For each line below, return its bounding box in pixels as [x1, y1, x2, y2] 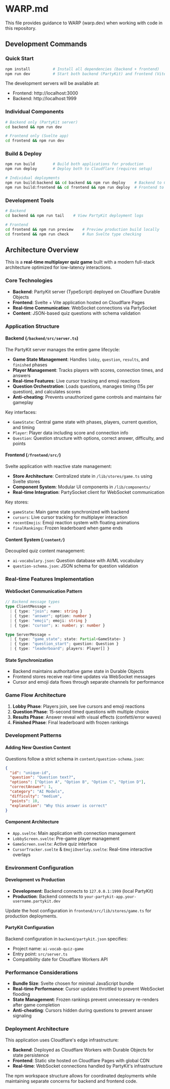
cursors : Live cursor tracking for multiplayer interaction [12, 514, 128, 520]
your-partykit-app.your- [84, 894, 137, 899]
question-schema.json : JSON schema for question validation [12, 563, 138, 569]
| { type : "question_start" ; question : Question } [10, 641, 119, 647]
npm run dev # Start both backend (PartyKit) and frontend [5, 71, 153, 76]
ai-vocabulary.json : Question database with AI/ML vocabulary [12, 558, 144, 564]
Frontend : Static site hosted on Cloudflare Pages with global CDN [12, 1057, 150, 1063]
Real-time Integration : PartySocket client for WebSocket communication [12, 489, 165, 495]
